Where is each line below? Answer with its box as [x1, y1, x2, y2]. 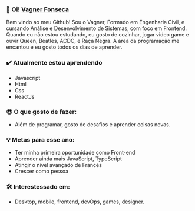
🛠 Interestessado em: [6, 183, 71, 191]
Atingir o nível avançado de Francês [14, 162, 102, 169]
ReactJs [14, 93, 35, 100]
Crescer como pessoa [14, 168, 69, 175]
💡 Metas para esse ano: [6, 135, 75, 143]
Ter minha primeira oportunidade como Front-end [14, 149, 135, 156]
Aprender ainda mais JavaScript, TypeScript [14, 155, 123, 162]
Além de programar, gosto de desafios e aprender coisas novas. [14, 120, 171, 128]
